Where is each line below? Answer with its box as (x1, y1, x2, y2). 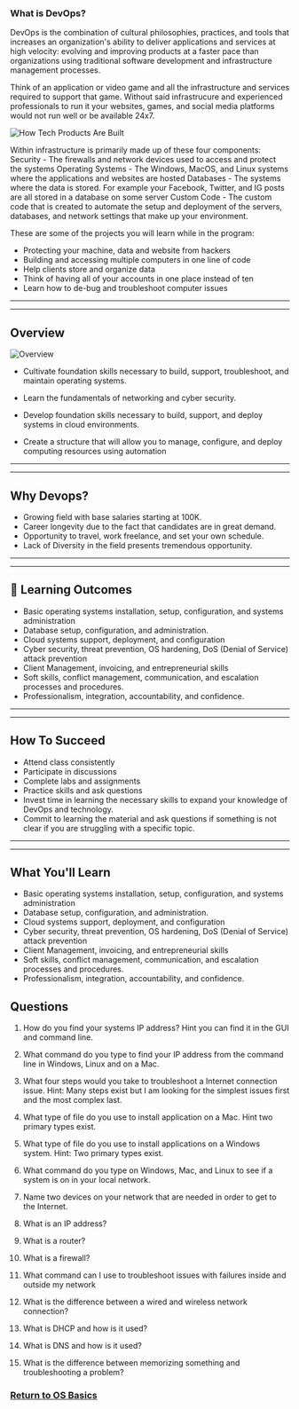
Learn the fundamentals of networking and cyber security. (22, 393, 237, 404)
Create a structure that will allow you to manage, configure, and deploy (22, 437, 283, 447)
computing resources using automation (22, 446, 167, 457)
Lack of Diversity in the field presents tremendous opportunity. (22, 539, 253, 550)
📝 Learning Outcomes (10, 582, 132, 597)
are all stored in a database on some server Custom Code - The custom (10, 192, 272, 202)
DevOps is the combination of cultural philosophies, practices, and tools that (10, 28, 289, 38)
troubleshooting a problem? (22, 1367, 124, 1378)
